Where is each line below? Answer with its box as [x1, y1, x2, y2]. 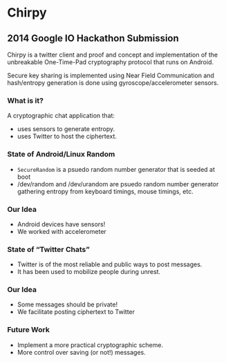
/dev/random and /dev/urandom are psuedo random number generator [17, 179, 219, 188]
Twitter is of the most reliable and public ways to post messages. [17, 260, 203, 268]
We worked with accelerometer [17, 227, 107, 235]
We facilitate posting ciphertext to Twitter [17, 308, 135, 316]
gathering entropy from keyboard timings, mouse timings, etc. [17, 187, 194, 195]
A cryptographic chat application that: [7, 112, 115, 120]
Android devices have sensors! [17, 219, 106, 228]
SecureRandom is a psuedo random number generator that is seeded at [17, 165, 216, 173]
